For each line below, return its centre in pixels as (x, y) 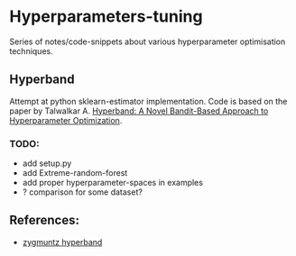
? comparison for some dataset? (82, 192)
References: (44, 220)
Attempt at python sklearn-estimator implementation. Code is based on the (148, 101)
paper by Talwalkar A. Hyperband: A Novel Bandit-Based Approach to (139, 111)
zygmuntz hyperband (62, 242)
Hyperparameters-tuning (106, 17)
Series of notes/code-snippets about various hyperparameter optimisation (148, 41)
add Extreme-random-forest (75, 173)
